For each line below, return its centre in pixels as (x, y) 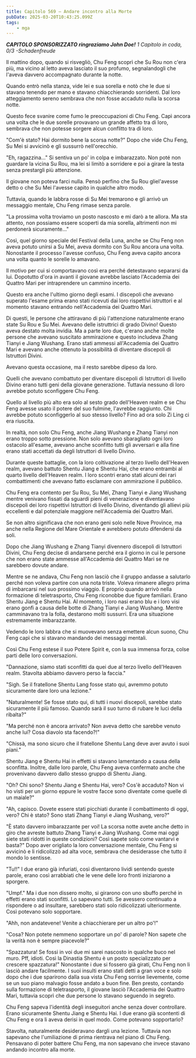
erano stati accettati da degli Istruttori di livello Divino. (71, 451)
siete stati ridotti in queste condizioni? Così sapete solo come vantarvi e (93, 839)
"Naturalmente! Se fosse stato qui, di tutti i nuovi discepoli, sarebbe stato (94, 702)
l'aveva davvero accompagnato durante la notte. (64, 75)
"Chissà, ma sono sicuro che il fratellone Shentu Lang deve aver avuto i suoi (98, 744)
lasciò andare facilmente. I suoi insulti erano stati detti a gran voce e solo (94, 971)
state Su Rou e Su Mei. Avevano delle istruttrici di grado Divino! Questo (92, 325)
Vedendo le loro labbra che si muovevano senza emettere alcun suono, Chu (97, 632)
